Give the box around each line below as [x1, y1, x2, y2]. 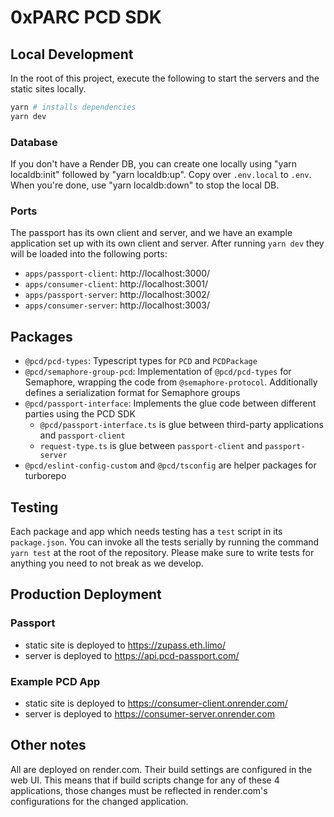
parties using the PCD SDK [24, 408, 136, 420]
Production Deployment [10, 586, 162, 603]
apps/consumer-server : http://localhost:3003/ [24, 299, 210, 311]
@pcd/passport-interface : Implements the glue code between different [24, 397, 317, 410]
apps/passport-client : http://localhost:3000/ [24, 267, 211, 280]
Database [10, 135, 58, 149]
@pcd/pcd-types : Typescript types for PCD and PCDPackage [24, 355, 258, 367]
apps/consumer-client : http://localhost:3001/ [24, 278, 208, 290]
